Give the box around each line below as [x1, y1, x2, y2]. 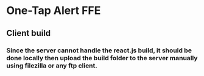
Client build [6, 28, 51, 38]
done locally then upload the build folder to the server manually [6, 54, 198, 62]
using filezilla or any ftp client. [6, 61, 97, 70]
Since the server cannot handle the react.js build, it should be [6, 46, 192, 55]
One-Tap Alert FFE [6, 4, 101, 18]
